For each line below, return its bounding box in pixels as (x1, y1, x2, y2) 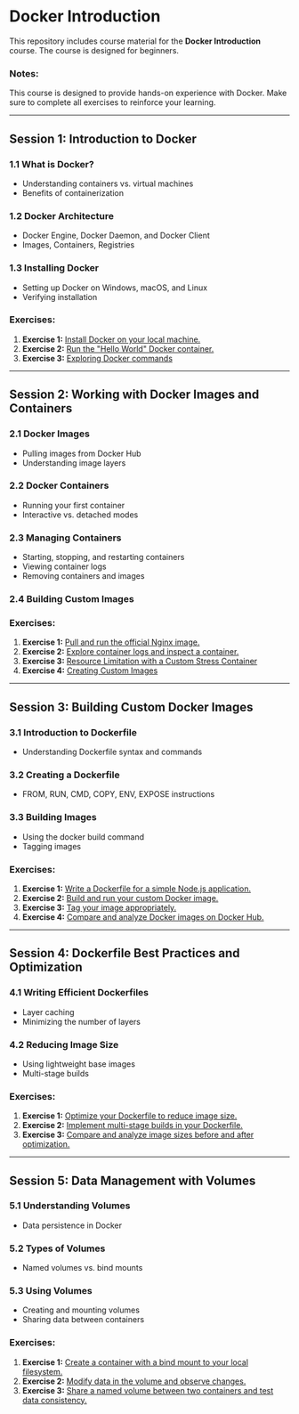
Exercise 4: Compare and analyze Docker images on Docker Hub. (21, 911, 264, 922)
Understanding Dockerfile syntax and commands (21, 746, 203, 757)
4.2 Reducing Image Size (9, 1038, 119, 1051)
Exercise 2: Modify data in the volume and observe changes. (21, 1376, 246, 1386)
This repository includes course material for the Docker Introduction (9, 36, 261, 46)
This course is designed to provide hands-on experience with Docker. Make (9, 87, 287, 99)
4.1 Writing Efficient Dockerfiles (9, 987, 149, 999)
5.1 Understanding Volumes (9, 1199, 131, 1212)
